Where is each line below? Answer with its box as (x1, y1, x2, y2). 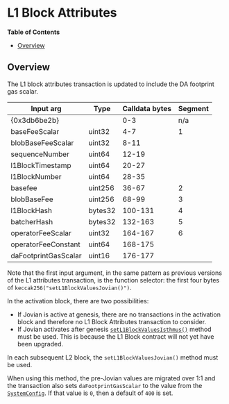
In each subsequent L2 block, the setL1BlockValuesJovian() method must (7, 353, 219, 362)
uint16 (88, 251, 110, 260)
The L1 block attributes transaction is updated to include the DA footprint (7, 80, 215, 88)
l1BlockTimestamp (10, 160, 71, 170)
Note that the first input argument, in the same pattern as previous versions (7, 269, 222, 277)
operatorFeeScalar (10, 228, 71, 237)
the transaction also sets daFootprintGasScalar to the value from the (7, 381, 203, 389)
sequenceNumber (10, 149, 69, 159)
